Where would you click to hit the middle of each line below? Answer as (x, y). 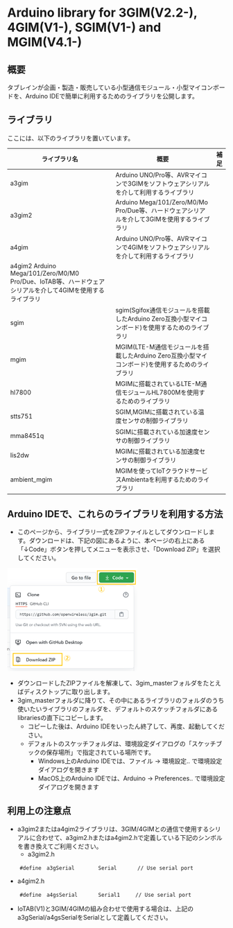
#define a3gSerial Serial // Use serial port (107, 868)
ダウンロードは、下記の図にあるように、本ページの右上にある (117, 541)
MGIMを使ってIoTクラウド (153, 471)
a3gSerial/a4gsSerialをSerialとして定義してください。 (94, 917)
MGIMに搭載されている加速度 (157, 451)
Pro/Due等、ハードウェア (152, 210)
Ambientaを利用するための (159, 480)
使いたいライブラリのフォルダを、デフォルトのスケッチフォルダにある (118, 709)
